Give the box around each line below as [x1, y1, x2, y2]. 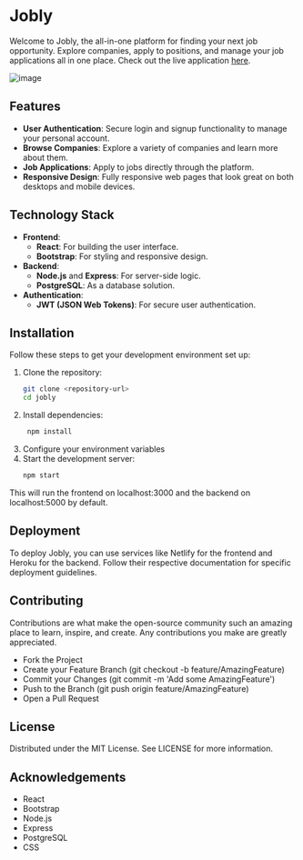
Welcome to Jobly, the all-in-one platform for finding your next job [9, 35, 258, 46]
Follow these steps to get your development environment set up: [9, 349, 251, 360]
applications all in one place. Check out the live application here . [9, 55, 251, 65]
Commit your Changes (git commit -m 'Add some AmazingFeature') [22, 674, 276, 685]
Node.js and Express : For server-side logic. [35, 270, 202, 281]
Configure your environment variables [22, 444, 166, 455]
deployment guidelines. [9, 566, 97, 577]
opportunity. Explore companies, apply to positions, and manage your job [9, 45, 285, 55]
